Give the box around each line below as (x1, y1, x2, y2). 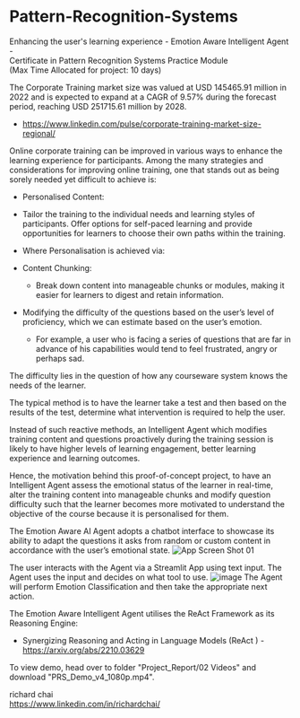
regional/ (21, 127, 56, 138)
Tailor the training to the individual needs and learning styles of (21, 208, 255, 219)
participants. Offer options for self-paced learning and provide (21, 218, 253, 229)
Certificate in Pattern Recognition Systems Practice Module (9, 55, 228, 66)
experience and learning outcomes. (9, 452, 141, 463)
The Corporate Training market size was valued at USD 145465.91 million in (9, 82, 287, 92)
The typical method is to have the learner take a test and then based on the (9, 397, 287, 407)
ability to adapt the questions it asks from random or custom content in (9, 535, 271, 546)
